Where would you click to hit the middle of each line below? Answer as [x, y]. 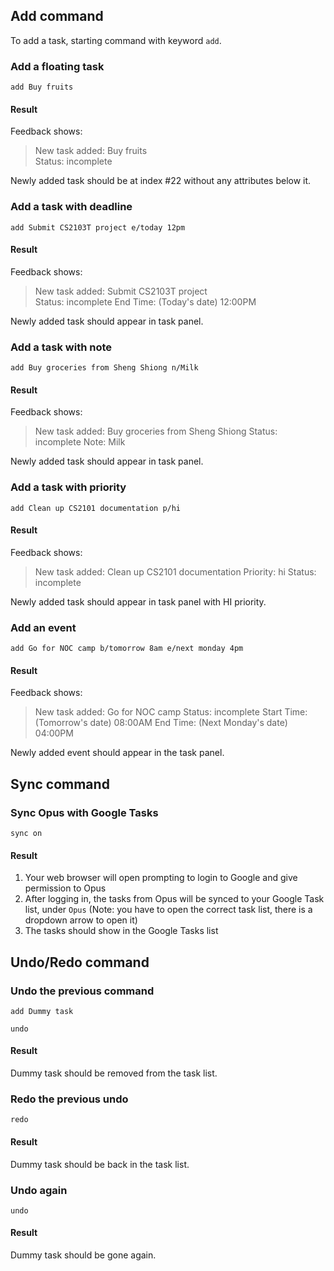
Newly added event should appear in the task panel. [117, 753]
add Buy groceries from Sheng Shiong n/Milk [104, 368]
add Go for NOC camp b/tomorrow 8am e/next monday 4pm [127, 649]
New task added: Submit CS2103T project [121, 291]
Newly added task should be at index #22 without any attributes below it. [161, 181]
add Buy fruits [42, 87]
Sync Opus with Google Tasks [84, 812]
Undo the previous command [82, 991]
